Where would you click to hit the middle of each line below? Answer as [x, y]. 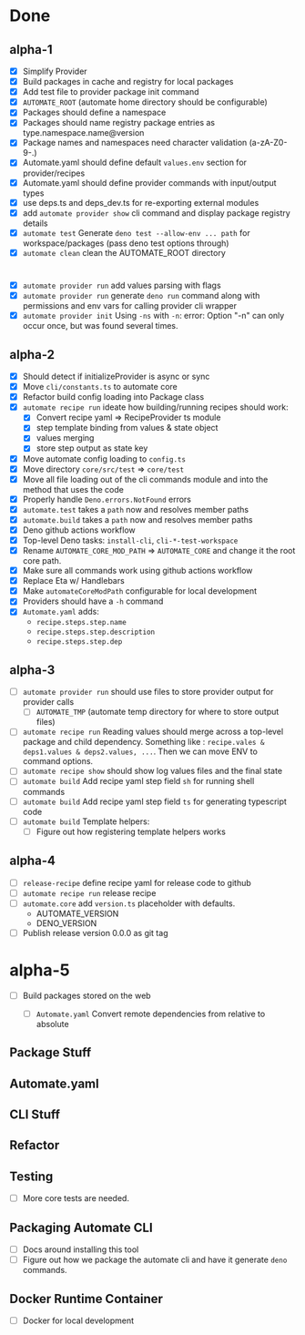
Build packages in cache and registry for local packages [128, 82]
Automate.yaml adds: [61, 612]
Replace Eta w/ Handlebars [73, 581]
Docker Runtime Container [86, 1299]
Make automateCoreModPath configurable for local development [140, 591]
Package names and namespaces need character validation [135, 143]
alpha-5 [40, 970]
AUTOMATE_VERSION [77, 913]
